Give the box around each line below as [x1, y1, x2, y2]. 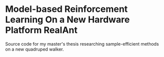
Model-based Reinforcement [5, 3, 128, 15]
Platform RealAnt [5, 25, 78, 36]
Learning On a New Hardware [5, 14, 130, 25]
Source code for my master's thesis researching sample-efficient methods [5, 41, 159, 47]
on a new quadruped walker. [5, 46, 64, 52]
